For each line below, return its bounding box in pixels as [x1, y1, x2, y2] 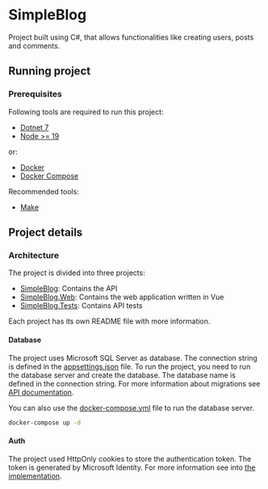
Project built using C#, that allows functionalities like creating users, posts [8, 32, 254, 42]
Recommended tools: [8, 186, 79, 196]
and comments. [8, 40, 61, 50]
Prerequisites [8, 89, 62, 100]
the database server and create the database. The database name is [8, 370, 237, 380]
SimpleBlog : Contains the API [19, 284, 118, 294]
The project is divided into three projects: [8, 268, 145, 278]
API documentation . [8, 387, 74, 397]
